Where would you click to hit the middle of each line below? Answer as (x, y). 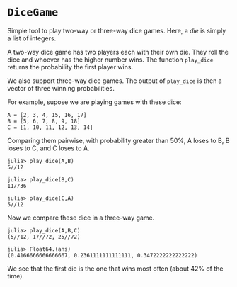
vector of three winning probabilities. (61, 88)
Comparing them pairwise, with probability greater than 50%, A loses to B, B (118, 140)
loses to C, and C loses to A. (48, 148)
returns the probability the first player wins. (70, 67)
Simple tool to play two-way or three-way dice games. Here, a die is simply (117, 30)
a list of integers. (32, 38)
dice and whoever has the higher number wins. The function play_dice (110, 60)
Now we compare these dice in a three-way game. (81, 218)
